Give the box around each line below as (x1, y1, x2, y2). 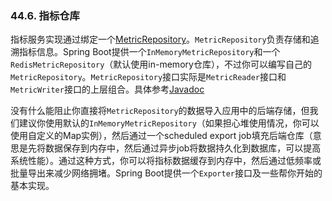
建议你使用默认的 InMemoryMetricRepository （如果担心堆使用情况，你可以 (18, 117, 320, 129)
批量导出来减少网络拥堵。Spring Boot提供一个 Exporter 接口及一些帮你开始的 (10, 167, 323, 179)
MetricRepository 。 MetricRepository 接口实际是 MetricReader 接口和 (10, 71, 287, 83)
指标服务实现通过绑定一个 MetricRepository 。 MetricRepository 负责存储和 (10, 33, 311, 46)
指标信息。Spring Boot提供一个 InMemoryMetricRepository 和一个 (18, 46, 281, 58)
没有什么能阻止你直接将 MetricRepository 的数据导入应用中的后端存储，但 (10, 105, 310, 117)
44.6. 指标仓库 (10, 8, 80, 22)
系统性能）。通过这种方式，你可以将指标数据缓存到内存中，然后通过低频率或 (10, 155, 322, 167)
